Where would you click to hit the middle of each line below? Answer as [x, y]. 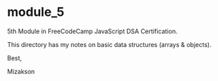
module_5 [36, 12]
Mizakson [21, 71]
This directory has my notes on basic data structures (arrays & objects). [109, 44]
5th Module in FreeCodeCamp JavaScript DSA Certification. [92, 31]
